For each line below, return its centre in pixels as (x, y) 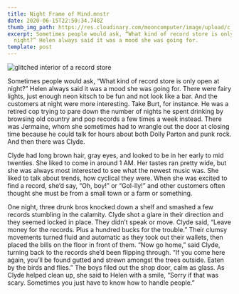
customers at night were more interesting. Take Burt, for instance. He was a (118, 104)
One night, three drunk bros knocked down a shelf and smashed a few (110, 207)
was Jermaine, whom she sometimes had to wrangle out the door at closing (118, 126)
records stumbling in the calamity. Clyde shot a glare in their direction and (116, 215)
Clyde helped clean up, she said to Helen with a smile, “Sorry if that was (113, 275)
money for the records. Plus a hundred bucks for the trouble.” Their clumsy (117, 230)
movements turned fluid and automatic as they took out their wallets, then (116, 237)
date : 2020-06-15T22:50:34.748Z (55, 21)
